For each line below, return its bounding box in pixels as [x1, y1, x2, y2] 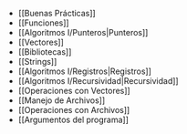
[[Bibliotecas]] [17, 46, 72, 57]
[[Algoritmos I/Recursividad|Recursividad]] [17, 76, 180, 86]
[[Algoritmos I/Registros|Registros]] [17, 66, 152, 77]
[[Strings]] [17, 57, 57, 67]
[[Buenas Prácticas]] [17, 8, 96, 18]
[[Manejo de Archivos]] [17, 95, 106, 106]
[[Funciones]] [17, 17, 70, 28]
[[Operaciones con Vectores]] [17, 86, 130, 96]
